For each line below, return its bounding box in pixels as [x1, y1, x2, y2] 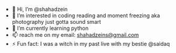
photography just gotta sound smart [11, 18, 102, 25]
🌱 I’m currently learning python [11, 24, 89, 32]
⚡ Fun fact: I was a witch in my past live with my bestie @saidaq [11, 40, 170, 47]
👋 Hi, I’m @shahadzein [11, 6, 68, 13]
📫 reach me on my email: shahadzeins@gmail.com [11, 32, 139, 38]
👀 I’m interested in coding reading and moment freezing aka [11, 12, 160, 19]
